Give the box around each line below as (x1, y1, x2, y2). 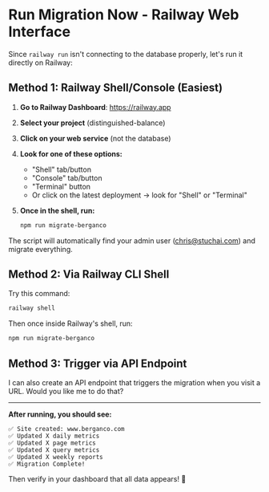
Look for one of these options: (19, 148, 122, 158)
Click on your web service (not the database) (19, 133, 171, 143)
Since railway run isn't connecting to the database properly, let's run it (8, 49, 243, 59)
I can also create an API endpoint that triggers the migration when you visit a (8, 378, 261, 387)
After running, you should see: (8, 409, 112, 419)
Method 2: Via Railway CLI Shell (8, 267, 170, 282)
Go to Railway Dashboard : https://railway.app (19, 102, 171, 112)
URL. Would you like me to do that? (8, 387, 124, 396)
